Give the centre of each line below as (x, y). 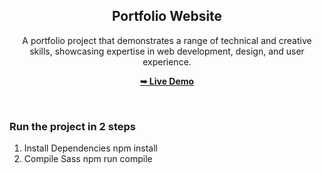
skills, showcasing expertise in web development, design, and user (167, 51)
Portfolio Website (167, 16)
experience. (167, 61)
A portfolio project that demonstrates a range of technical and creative (167, 40)
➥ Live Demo (167, 81)
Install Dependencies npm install (90, 148)
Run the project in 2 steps (72, 126)
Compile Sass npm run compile (88, 159)
